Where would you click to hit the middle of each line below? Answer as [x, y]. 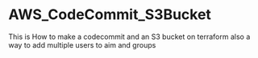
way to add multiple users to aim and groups [82, 44]
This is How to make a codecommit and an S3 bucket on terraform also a [129, 37]
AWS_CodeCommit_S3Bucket [110, 15]
